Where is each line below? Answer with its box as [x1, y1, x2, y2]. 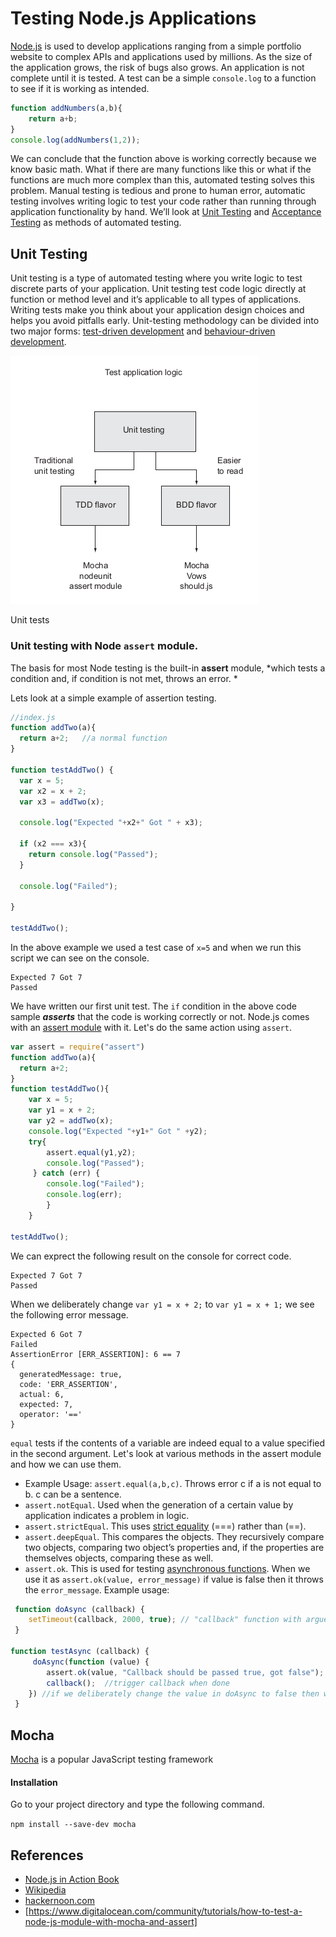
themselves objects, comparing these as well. [24, 1552, 214, 1564]
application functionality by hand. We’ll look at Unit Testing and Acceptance [10, 206, 322, 218]
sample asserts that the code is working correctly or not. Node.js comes [10, 1010, 310, 1022]
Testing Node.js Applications [10, 7, 257, 30]
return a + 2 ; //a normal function [19, 733, 168, 744]
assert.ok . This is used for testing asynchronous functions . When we [24, 1562, 311, 1574]
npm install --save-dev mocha [10, 1820, 137, 1830]
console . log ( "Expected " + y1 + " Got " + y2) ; [28, 1126, 208, 1136]
